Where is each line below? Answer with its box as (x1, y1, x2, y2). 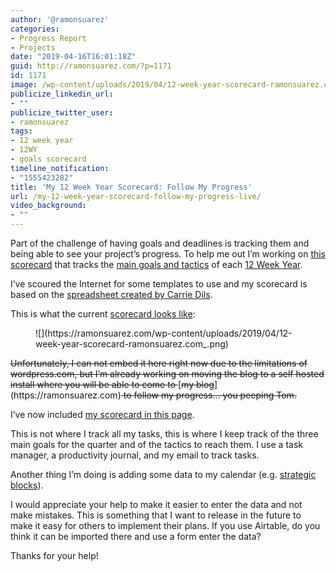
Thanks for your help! (10, 550, 99, 561)
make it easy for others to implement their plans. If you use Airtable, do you (10, 520, 321, 531)
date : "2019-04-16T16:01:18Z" (10, 52, 137, 62)
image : (10, 80, 38, 90)
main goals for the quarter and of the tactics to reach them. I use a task (10, 439, 303, 450)
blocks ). (10, 479, 44, 491)
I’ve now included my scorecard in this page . (10, 409, 195, 420)
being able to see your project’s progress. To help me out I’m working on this (10, 248, 327, 260)
